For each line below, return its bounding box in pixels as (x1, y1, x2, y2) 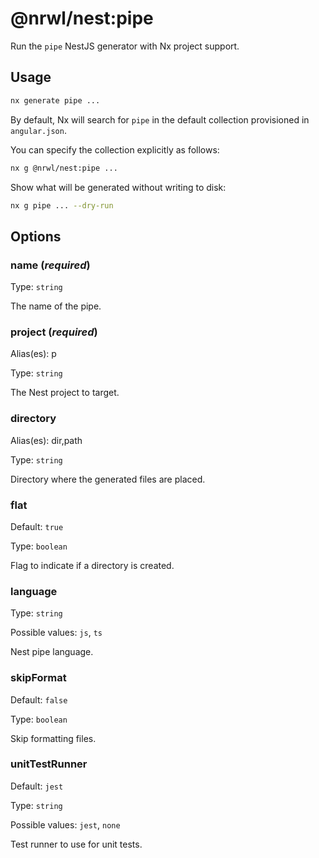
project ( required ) (10, 325, 98, 339)
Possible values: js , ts (10, 627, 103, 639)
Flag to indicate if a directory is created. (10, 559, 175, 571)
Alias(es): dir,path (10, 434, 83, 446)
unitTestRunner (10, 757, 88, 771)
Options (10, 228, 62, 245)
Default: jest (10, 780, 64, 792)
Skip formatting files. (10, 732, 97, 744)
